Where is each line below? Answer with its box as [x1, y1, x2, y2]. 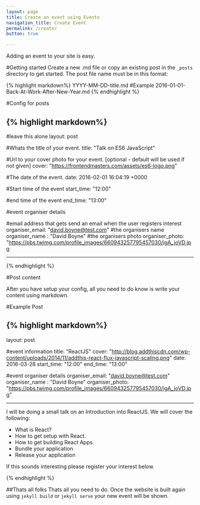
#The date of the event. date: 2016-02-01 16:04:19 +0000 [6, 173, 148, 180]
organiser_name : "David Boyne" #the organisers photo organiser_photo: [6, 232, 185, 239]
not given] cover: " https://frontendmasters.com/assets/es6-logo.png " [6, 162, 177, 169]
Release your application [14, 451, 76, 459]
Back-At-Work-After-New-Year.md [6, 88, 90, 95]
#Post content [6, 273, 41, 280]
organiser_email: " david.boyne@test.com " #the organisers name [6, 226, 165, 233]
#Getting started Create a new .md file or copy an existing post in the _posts [6, 64, 193, 71]
